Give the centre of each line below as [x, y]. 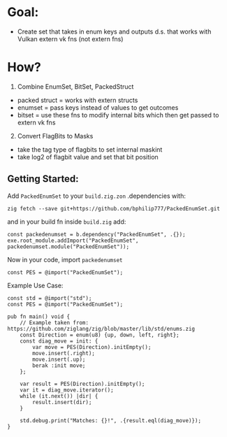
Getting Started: [43, 179]
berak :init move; [59, 365]
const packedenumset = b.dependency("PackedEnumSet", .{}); [97, 234]
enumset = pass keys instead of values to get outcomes [98, 107]
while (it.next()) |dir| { [59, 396]
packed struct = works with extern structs [78, 100]
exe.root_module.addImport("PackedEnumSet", [73, 241]
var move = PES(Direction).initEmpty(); [92, 347]
